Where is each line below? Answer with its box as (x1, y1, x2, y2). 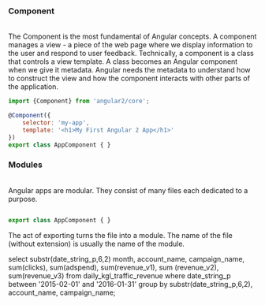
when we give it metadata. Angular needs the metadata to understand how (8, 65, 251, 75)
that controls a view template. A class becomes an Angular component (8, 57, 238, 66)
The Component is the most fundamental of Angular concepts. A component (8, 32, 257, 41)
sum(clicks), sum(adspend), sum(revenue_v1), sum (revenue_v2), (8, 262, 219, 272)
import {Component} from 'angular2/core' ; (8, 97, 150, 106)
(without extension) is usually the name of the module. (8, 239, 185, 248)
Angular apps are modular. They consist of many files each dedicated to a (8, 185, 248, 195)
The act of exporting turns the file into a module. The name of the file (8, 230, 233, 240)
